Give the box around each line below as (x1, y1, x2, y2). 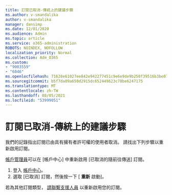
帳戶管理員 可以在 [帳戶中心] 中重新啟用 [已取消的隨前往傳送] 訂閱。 (5, 156, 147, 162)
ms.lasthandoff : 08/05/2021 (5, 93, 66, 98)
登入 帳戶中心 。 (12, 167, 46, 174)
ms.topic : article (5, 36, 45, 41)
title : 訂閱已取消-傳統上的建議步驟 (5, 7, 73, 13)
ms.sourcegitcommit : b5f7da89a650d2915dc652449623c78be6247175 (5, 79, 143, 84)
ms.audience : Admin (5, 31, 47, 36)
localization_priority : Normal (5, 50, 72, 55)
